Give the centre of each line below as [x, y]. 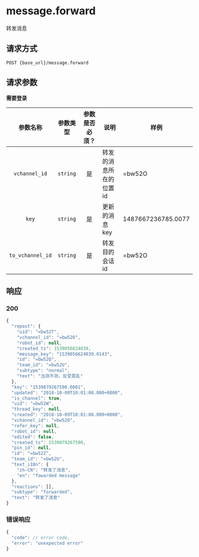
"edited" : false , [33, 437]
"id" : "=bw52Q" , [37, 360]
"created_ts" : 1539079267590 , [49, 442]
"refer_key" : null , [36, 426]
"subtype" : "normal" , [43, 371]
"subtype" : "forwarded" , [42, 492]
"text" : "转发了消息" [36, 498]
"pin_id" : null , [31, 448]
